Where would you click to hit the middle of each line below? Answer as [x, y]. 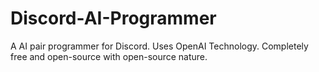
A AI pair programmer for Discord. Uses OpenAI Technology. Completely [159, 46]
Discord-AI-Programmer [113, 18]
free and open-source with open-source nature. [109, 56]
